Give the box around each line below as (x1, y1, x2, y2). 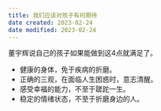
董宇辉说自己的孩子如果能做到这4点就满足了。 (8, 48, 158, 58)
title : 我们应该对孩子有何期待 (8, 11, 97, 20)
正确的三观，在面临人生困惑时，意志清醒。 (19, 75, 158, 84)
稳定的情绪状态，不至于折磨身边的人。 (19, 95, 144, 104)
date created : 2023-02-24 (8, 19, 93, 27)
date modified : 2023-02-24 (8, 26, 97, 34)
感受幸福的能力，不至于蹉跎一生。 (19, 84, 130, 94)
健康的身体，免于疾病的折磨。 (19, 65, 116, 74)
